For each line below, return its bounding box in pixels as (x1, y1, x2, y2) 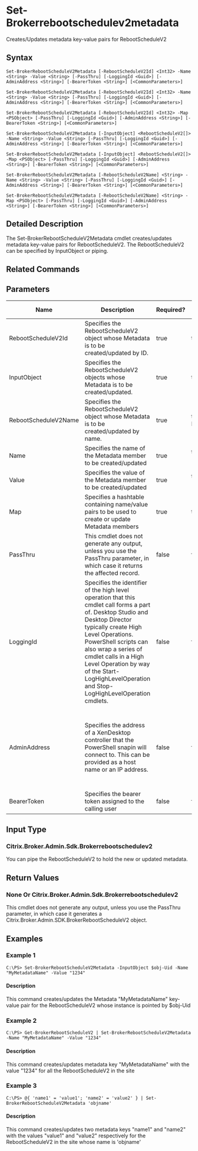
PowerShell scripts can (84, 638, 148, 646)
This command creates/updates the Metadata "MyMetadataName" (6, 996, 168, 1003)
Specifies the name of (84, 444, 146, 452)
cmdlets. (84, 697, 109, 705)
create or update (84, 515, 131, 523)
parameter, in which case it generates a (6, 911, 102, 918)
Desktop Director (84, 615, 132, 623)
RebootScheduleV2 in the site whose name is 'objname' (6, 1139, 141, 1146)
